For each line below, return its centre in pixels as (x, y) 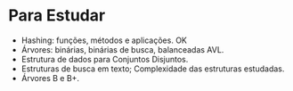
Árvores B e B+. (50, 78)
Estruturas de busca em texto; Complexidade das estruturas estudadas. (153, 69)
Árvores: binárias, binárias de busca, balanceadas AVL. (122, 49)
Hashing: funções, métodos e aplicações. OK (104, 40)
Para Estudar (57, 16)
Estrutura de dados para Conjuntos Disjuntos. (105, 59)
